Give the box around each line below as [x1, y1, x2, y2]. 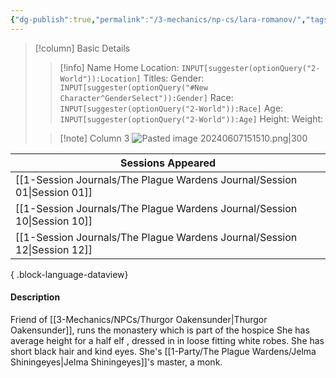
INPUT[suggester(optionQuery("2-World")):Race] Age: [59, 102, 284, 114]
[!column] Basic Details [34, 42, 131, 54]
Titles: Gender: [143, 72, 205, 84]
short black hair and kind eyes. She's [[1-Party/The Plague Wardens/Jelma [10, 345, 317, 357]
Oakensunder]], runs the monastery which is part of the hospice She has [10, 324, 310, 336]
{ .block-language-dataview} [10, 268, 129, 280]
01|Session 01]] [15, 185, 93, 199]
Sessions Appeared [119, 156, 217, 170]
